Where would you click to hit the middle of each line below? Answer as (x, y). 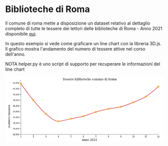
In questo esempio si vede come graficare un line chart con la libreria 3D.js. (83, 43)
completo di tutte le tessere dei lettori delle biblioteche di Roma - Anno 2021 (84, 28)
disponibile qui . (21, 34)
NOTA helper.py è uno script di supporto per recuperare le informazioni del (83, 64)
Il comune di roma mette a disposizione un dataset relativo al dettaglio (78, 23)
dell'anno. (16, 54)
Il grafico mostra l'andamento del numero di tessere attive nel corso (75, 49)
